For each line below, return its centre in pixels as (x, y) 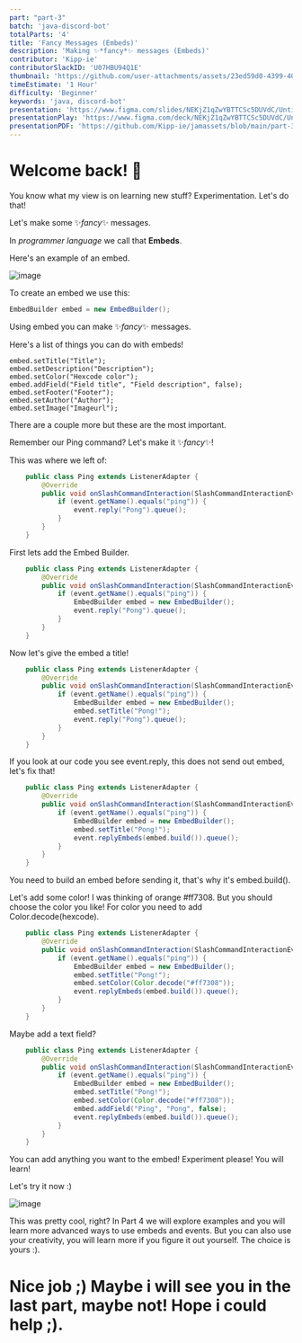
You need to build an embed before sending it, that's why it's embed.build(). (150, 880)
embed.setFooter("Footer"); (62, 392)
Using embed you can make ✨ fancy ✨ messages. (100, 326)
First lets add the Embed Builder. (70, 552)
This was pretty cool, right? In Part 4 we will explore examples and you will (147, 1221)
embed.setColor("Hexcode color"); (74, 377)
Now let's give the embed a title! (69, 653)
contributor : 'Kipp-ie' (54, 59)
